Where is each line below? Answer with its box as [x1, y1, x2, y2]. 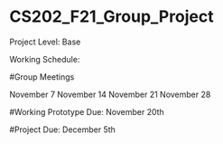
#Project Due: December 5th [9, 124, 116, 135]
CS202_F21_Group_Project [9, 6, 214, 27]
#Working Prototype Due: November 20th [9, 106, 164, 117]
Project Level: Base [9, 36, 81, 47]
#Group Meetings [9, 71, 75, 82]
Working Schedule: [9, 53, 80, 64]
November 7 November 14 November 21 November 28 [9, 89, 211, 100]
